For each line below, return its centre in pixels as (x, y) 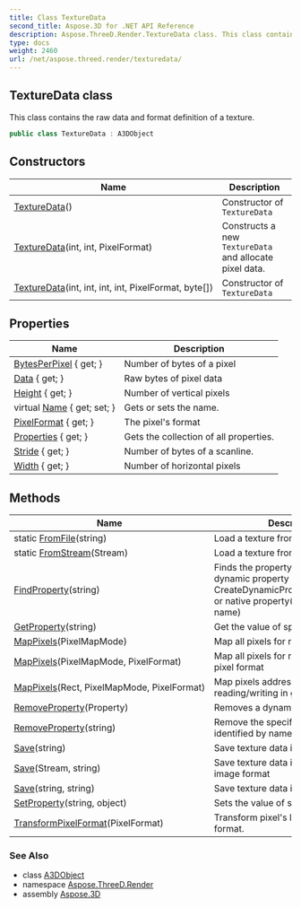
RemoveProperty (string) (65, 728)
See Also (29, 856)
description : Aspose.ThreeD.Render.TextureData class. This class (136, 34)
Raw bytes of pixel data (173, 379)
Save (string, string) (55, 789)
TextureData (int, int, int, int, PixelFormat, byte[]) (113, 287)
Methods (35, 498)
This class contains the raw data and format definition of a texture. (132, 117)
